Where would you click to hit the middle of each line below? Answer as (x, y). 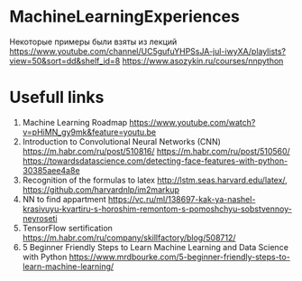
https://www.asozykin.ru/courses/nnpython (203, 61)
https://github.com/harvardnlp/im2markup (101, 189)
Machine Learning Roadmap (75, 122)
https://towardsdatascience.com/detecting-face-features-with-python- (155, 161)
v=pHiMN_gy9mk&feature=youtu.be (89, 132)
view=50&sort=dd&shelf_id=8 (65, 61)
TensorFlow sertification (67, 228)
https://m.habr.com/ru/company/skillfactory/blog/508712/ (129, 238)
